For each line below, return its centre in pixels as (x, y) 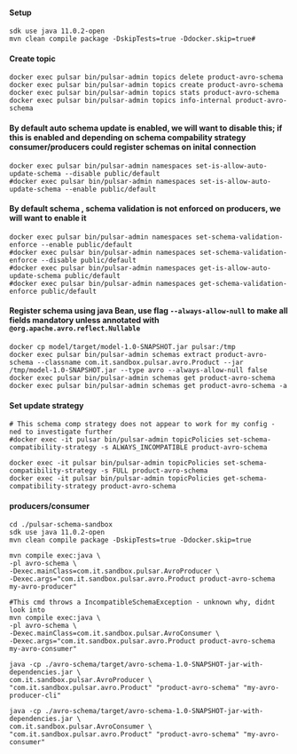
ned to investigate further (61, 432)
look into (27, 610)
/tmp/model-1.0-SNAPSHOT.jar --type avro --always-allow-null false (138, 370)
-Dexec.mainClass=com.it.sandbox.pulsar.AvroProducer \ (114, 571)
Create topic (32, 59)
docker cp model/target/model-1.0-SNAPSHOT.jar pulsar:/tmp (123, 347)
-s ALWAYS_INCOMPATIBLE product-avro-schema (184, 448)
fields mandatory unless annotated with (84, 321)
